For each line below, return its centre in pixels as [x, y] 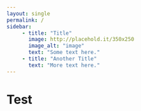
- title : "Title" [47, 33]
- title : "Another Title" [59, 59]
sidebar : [19, 26]
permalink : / [25, 20]
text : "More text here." [64, 65]
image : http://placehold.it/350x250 [81, 40]
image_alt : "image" [56, 46]
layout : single [28, 14]
